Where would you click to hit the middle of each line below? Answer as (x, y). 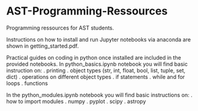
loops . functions (27, 83)
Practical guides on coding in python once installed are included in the (94, 57)
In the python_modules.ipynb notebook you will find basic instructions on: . (99, 95)
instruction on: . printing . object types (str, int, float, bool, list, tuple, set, (96, 70)
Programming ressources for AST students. (60, 28)
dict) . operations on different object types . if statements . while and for (96, 77)
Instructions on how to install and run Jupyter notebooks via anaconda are (99, 39)
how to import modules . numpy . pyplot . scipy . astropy (76, 101)
